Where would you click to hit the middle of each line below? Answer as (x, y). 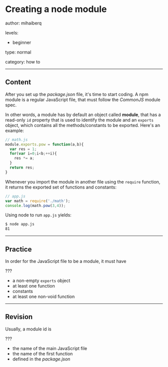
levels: (12, 32)
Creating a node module (56, 9)
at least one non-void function (43, 296)
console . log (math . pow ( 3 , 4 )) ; (35, 205)
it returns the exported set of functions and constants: (61, 187)
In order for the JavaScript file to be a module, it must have (66, 261)
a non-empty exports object (41, 280)
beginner (22, 42)
